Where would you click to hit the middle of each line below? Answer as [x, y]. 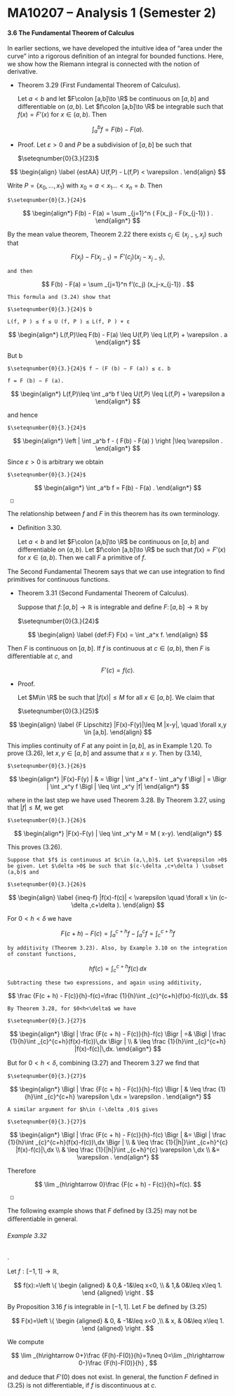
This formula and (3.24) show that [59, 297]
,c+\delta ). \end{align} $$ [127, 905]
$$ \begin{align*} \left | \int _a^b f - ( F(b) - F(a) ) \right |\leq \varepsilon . [118, 441]
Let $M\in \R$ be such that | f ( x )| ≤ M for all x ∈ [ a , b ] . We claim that [116, 698]
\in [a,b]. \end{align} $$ [118, 732]
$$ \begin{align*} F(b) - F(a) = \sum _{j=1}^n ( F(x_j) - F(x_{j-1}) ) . [118, 213]
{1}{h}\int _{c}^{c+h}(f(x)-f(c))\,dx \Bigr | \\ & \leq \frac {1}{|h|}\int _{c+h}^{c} [118, 1143]
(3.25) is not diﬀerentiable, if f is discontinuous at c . [82, 1385]
